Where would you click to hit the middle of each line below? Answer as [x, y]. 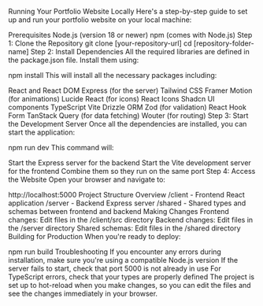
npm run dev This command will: [61, 147]
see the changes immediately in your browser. [83, 293]
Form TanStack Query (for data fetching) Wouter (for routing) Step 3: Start [128, 116]
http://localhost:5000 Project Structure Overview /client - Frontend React [127, 195]
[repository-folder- [224, 43]
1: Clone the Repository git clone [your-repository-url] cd [100, 43]
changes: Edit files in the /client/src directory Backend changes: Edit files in [131, 220]
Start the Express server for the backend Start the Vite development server [130, 163]
